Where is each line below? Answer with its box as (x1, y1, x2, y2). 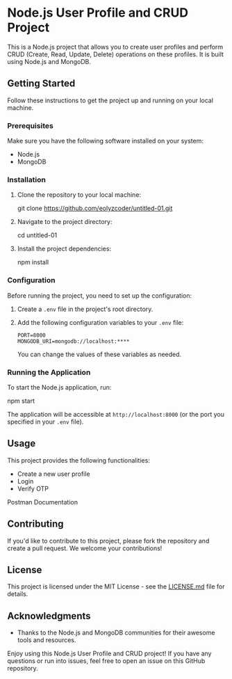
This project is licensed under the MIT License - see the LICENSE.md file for (7, 582, 225, 591)
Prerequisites (7, 120, 53, 130)
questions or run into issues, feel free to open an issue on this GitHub (7, 657, 206, 665)
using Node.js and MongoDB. (7, 57, 92, 65)
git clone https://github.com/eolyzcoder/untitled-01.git (17, 204, 173, 213)
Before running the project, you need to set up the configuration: (7, 291, 192, 300)
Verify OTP (17, 484, 49, 493)
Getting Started (7, 78, 76, 90)
